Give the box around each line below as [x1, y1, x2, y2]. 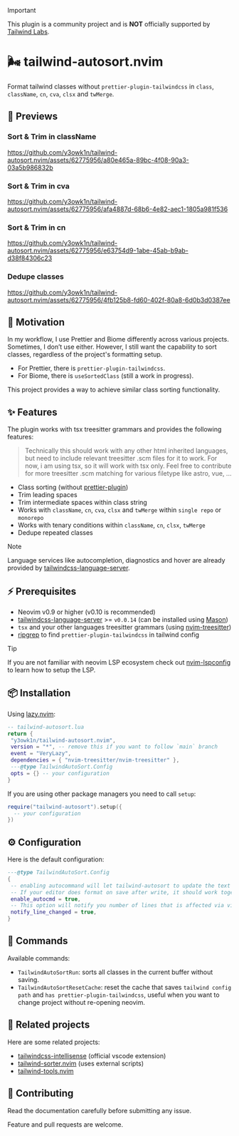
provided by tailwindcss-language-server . [7, 563, 130, 573]
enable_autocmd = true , [10, 895, 81, 903]
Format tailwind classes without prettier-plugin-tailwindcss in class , [7, 82, 215, 91]
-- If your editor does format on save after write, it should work [10, 889, 218, 896]
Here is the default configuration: [7, 855, 105, 864]
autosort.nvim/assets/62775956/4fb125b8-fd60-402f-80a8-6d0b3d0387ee [7, 295, 230, 304]
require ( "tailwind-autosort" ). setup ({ [7, 803, 122, 810]
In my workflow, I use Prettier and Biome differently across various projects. [7, 335, 229, 344]
